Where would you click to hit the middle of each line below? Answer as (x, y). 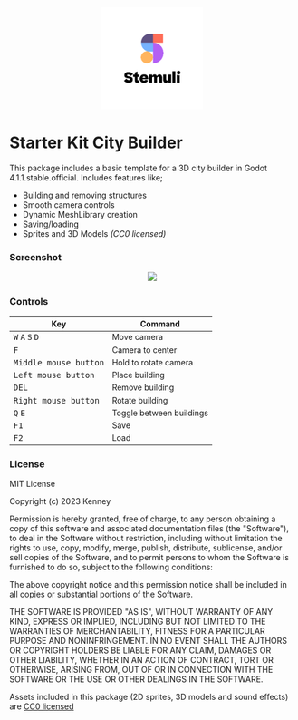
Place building (138, 375)
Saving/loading (51, 224)
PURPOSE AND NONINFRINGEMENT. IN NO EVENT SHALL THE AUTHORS (149, 641)
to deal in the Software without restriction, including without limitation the (146, 539)
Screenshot (35, 257)
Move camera (137, 337)
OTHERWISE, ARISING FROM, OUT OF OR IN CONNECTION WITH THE (141, 670)
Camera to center (144, 350)
